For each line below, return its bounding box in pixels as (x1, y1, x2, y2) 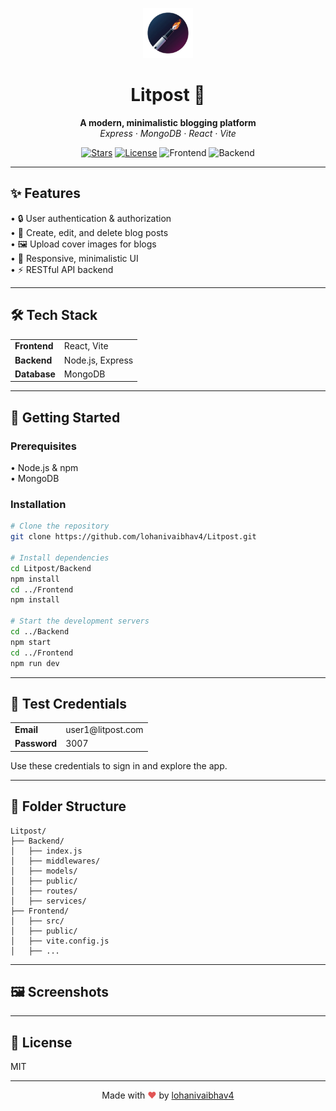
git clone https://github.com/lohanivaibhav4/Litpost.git (10, 532, 257, 542)
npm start (10, 637, 52, 647)
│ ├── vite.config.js (10, 936, 110, 946)
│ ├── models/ (10, 866, 78, 876)
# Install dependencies (10, 553, 110, 563)
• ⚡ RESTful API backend (10, 263, 114, 275)
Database (14, 368, 56, 380)
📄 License (10, 1034, 73, 1051)
